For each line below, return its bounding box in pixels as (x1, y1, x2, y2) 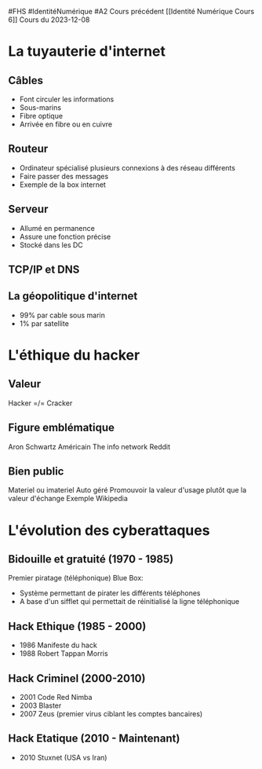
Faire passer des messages (19, 171, 109, 181)
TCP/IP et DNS (8, 263, 80, 276)
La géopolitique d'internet (8, 290, 138, 303)
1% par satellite (19, 318, 69, 328)
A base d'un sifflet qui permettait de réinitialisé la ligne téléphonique (19, 597, 240, 606)
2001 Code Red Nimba (19, 693, 93, 702)
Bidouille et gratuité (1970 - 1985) (8, 553, 174, 566)
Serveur (8, 203, 49, 216)
